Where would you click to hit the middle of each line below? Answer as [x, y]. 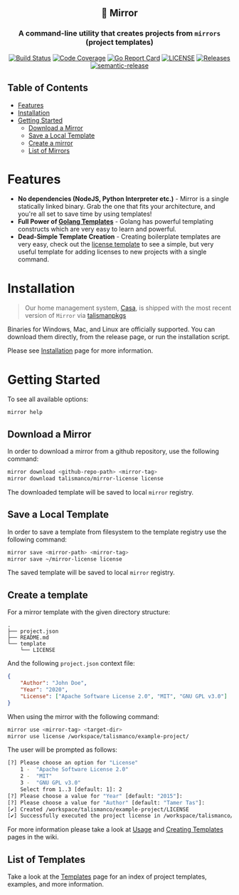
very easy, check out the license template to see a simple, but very [116, 244]
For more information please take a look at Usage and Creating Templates [116, 829]
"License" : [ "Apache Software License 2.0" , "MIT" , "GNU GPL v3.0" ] [124, 696]
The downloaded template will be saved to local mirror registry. [101, 492]
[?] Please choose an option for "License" [73, 763]
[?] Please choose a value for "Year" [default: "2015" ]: [95, 796]
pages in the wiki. [33, 837]
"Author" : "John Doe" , [54, 683]
